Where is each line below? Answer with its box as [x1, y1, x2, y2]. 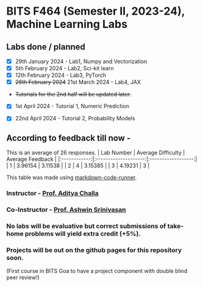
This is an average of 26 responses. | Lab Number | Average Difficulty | [6, 149, 185, 156]
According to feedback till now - [6, 133, 131, 143]
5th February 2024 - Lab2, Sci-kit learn [15, 65, 114, 72]
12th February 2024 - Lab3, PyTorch [15, 71, 107, 79]
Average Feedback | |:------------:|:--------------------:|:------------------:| [6, 156, 198, 163]
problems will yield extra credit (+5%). [24, 229, 141, 238]
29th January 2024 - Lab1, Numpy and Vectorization [15, 58, 148, 65]
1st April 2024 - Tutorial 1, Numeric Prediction [15, 103, 130, 110]
